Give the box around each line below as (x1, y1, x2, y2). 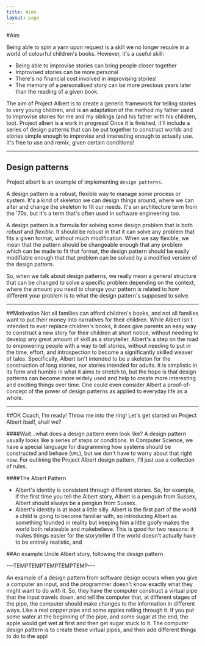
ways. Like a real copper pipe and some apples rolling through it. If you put (6, 607, 194, 614)
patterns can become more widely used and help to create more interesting (6, 375, 196, 382)
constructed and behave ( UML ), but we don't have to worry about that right (6, 449, 192, 457)
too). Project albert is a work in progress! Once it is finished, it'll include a (6, 119, 190, 126)
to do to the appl (6, 633, 48, 640)
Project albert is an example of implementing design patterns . (6, 178, 163, 186)
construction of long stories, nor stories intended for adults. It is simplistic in (6, 362, 198, 369)
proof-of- (167, 381, 191, 389)
